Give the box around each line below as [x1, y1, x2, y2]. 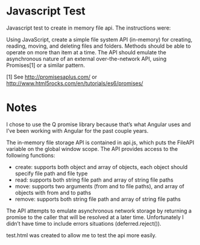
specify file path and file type [14, 170, 88, 177]
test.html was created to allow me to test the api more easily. [6, 231, 157, 239]
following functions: [6, 151, 55, 159]
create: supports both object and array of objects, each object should [14, 163, 188, 170]
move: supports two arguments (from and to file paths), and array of [14, 182, 185, 189]
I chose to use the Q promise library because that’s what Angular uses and [6, 121, 191, 128]
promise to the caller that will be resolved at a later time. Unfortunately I [6, 213, 184, 221]
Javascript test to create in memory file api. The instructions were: [6, 24, 171, 31]
